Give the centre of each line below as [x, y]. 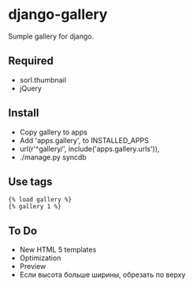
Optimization [40, 258]
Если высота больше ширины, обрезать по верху [102, 275]
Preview [33, 267]
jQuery [30, 88]
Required [31, 61]
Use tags [30, 181]
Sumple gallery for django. [51, 36]
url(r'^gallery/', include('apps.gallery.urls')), [89, 149]
